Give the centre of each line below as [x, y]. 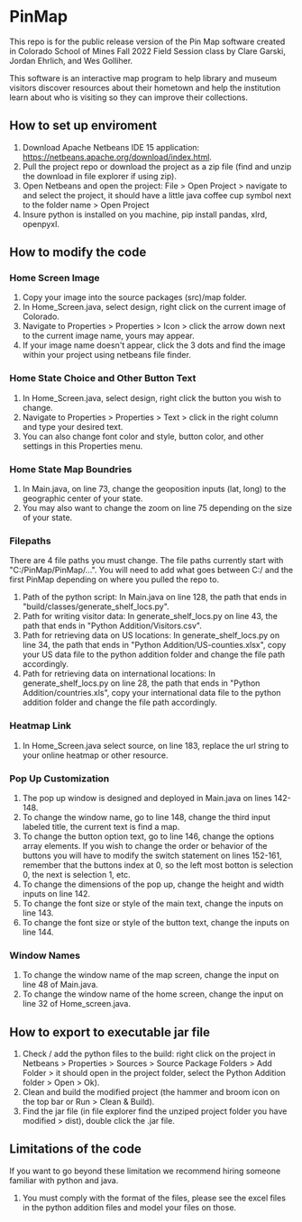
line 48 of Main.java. [60, 985]
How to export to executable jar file [110, 1032]
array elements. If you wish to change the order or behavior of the [145, 845]
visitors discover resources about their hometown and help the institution [145, 87]
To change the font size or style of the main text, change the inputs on [153, 903]
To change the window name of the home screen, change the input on [153, 994]
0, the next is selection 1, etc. [76, 874]
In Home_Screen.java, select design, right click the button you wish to [152, 397]
